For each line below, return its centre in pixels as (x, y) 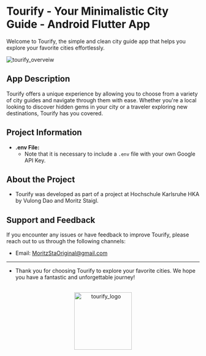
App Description (38, 79)
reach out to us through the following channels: (66, 241)
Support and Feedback (51, 220)
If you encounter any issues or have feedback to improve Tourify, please (98, 235)
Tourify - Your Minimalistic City (87, 11)
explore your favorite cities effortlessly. (56, 48)
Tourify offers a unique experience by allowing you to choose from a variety (102, 94)
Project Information (44, 133)
